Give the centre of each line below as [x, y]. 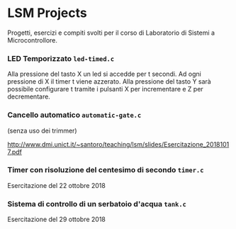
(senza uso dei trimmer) [42, 130]
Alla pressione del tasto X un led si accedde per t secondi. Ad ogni [105, 74]
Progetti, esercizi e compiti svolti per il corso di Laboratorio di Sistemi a [111, 33]
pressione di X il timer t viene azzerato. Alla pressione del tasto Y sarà [109, 82]
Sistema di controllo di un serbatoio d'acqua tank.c [97, 203]
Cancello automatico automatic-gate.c [74, 115]
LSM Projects [47, 13]
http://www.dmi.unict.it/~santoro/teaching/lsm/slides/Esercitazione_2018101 [118, 144]
